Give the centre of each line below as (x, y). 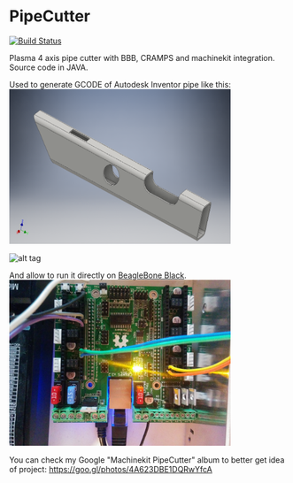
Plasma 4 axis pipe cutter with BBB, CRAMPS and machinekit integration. (142, 57)
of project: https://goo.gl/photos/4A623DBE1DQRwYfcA (111, 469)
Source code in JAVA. (49, 67)
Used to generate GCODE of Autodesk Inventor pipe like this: (120, 84)
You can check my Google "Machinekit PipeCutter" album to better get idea (147, 460)
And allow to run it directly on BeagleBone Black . (98, 275)
